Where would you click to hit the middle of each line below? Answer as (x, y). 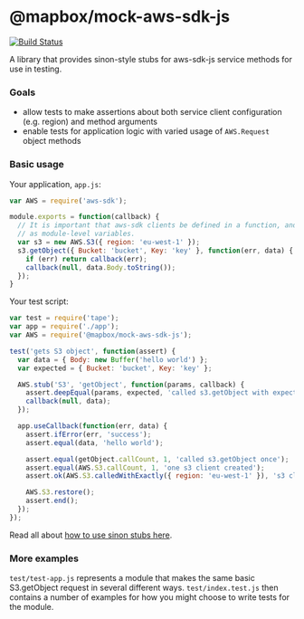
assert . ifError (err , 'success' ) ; (89, 434)
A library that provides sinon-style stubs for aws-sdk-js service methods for (151, 59)
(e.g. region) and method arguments (90, 122)
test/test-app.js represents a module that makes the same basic (132, 578)
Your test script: (39, 301)
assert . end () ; (52, 501)
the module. (32, 607)
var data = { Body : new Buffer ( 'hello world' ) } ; (113, 359)
